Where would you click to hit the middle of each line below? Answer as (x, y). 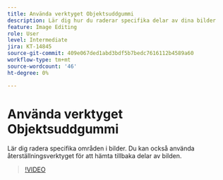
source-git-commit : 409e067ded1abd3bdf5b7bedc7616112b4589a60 (101, 54)
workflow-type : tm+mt (39, 60)
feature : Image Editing (42, 27)
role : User (23, 34)
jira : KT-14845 (30, 47)
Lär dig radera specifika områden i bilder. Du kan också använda (101, 148)
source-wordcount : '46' (42, 66)
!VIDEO (35, 169)
